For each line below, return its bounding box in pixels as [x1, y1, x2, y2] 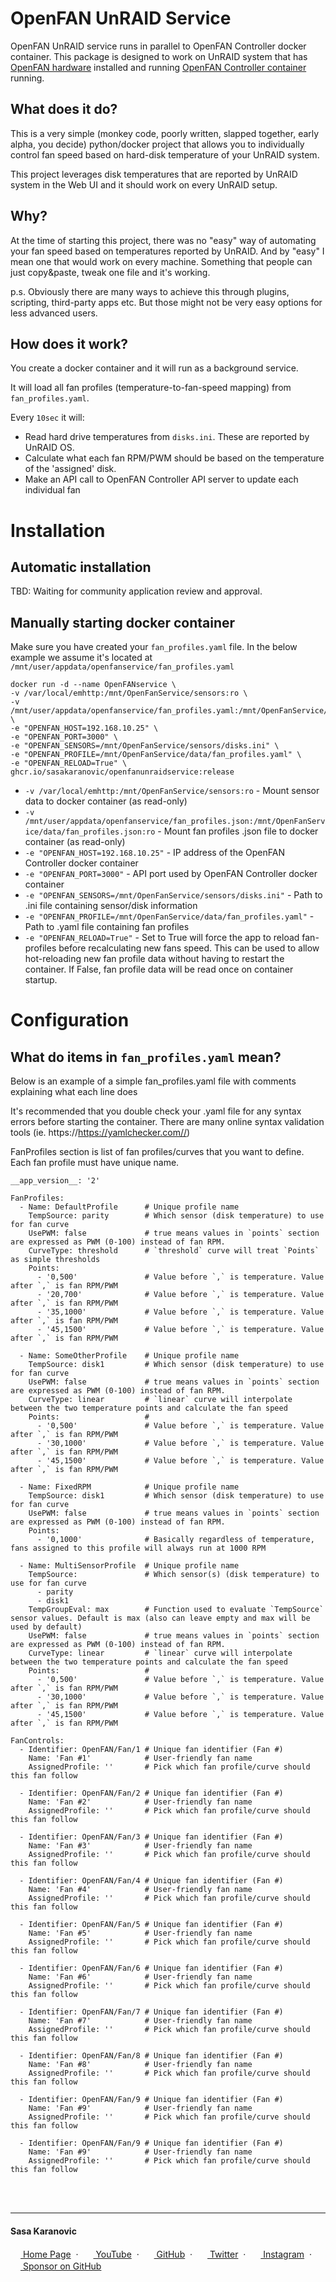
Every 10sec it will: [10, 412, 85, 424]
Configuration [10, 1009, 130, 1032]
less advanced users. [10, 307, 98, 319]
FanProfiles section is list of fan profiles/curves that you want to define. [10, 1146, 305, 1158]
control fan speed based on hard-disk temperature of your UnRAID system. [10, 148, 320, 161]
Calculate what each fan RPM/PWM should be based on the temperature [24, 452, 325, 464]
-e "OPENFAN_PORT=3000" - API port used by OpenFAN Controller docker [24, 868, 318, 880]
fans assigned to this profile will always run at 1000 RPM [10, 1543, 267, 1554]
